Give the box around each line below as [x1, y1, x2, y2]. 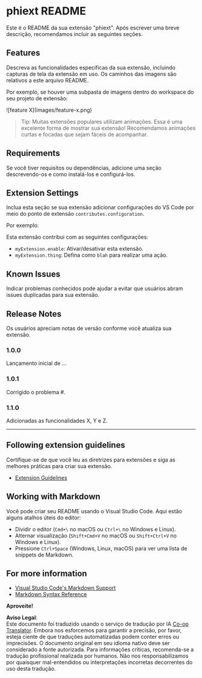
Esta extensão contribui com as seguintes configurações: [6, 233, 148, 241]
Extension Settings [6, 188, 79, 198]
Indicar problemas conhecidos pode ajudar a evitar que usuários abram [6, 285, 183, 292]
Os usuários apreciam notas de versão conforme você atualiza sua [6, 325, 172, 332]
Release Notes [6, 308, 62, 319]
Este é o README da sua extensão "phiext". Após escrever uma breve [6, 24, 180, 31]
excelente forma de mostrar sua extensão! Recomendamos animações [20, 124, 196, 132]
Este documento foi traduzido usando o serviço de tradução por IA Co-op [6, 620, 189, 628]
